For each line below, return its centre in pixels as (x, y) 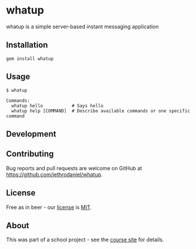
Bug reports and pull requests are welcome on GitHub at (74, 168)
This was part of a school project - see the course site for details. (85, 240)
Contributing (30, 154)
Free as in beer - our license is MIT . (49, 207)
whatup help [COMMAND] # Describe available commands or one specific (101, 111)
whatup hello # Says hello (58, 106)
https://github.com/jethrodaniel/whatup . (54, 174)
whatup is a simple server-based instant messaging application (82, 26)
